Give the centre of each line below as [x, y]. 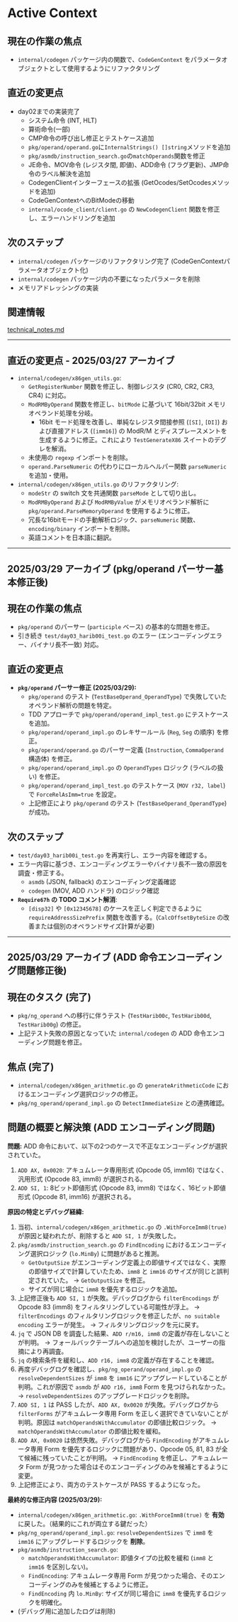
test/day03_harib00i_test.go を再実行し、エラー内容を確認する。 [114, 855]
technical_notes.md [36, 330]
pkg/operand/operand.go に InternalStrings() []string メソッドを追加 [129, 146]
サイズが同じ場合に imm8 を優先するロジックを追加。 [104, 1289]
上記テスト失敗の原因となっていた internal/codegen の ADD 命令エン [118, 1033]
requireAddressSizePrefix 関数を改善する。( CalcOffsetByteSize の [126, 918]
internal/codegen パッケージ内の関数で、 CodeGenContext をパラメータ [119, 59]
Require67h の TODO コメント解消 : [67, 900]
